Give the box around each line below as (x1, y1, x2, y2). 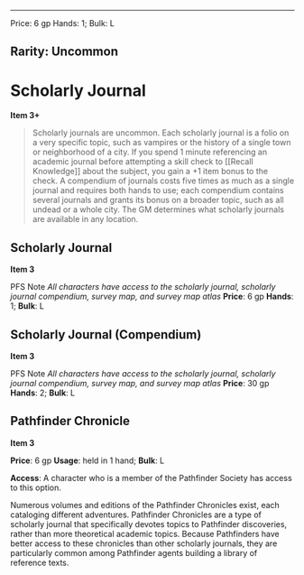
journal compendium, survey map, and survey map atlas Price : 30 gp (10, 377, 270, 388)
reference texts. (10, 557, 69, 568)
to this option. (10, 482, 61, 493)
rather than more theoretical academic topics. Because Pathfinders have (10, 528, 280, 539)
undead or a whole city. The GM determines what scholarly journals (32, 204, 285, 215)
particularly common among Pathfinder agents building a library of (10, 547, 258, 558)
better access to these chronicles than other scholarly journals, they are (10, 538, 278, 549)
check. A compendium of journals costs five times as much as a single (32, 175, 295, 186)
